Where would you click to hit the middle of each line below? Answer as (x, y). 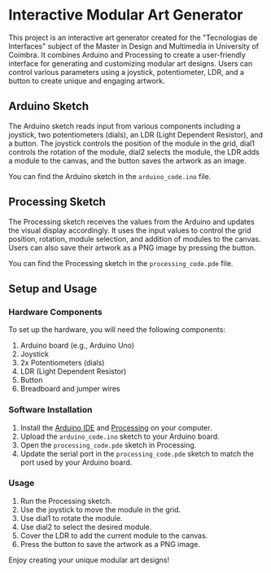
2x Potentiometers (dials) (62, 363)
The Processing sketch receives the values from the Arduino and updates (131, 221)
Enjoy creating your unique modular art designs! (89, 560)
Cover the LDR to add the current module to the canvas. (114, 536)
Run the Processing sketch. (66, 501)
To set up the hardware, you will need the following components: (117, 330)
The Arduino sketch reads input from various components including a (125, 126)
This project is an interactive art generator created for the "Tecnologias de (133, 37)
